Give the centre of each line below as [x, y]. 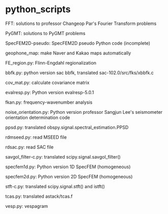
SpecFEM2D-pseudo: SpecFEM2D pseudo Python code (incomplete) [78, 43]
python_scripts [38, 9]
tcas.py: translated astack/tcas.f [39, 196]
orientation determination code [38, 117]
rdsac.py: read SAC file [30, 147]
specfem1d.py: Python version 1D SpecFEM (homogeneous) [68, 167]
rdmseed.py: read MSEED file [36, 137]
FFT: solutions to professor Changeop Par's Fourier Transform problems [81, 23]
